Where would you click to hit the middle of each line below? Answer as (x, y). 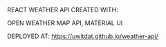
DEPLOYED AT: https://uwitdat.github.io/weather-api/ (83, 36)
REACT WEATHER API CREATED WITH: (63, 10)
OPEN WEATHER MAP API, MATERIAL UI (65, 23)
